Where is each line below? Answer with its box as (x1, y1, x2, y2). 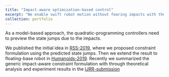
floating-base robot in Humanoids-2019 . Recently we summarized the (5, 56, 149, 62)
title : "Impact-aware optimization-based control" (5, 7, 114, 12)
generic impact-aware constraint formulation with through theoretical (5, 61, 149, 67)
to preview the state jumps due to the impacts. (5, 35, 102, 41)
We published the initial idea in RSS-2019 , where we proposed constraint (5, 45, 156, 51)
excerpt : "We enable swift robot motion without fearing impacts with (5, 12, 156, 17)
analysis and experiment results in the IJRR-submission (5, 66, 120, 72)
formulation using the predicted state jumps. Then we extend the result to (5, 50, 157, 56)
